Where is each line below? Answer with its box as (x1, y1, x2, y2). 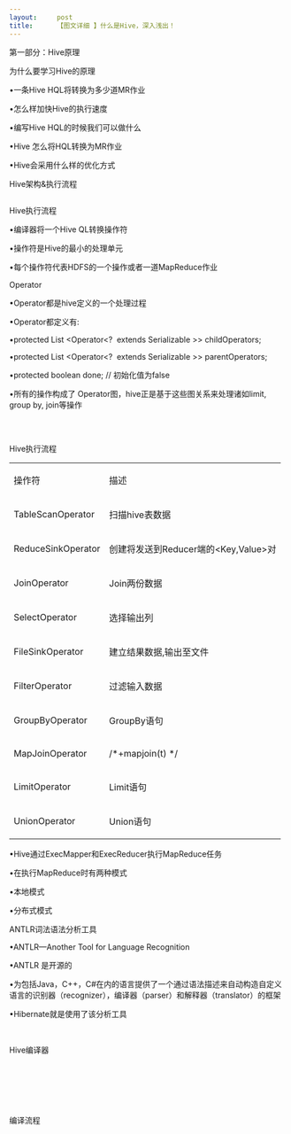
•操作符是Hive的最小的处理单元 (9, 243, 124, 253)
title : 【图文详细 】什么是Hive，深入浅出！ (9, 21, 176, 30)
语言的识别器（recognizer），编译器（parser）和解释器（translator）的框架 (9, 990, 281, 1000)
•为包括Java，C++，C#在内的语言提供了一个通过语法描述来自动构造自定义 (9, 978, 283, 989)
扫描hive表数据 (109, 509, 171, 521)
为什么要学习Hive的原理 (9, 66, 96, 76)
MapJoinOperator (13, 747, 88, 759)
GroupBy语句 (109, 714, 164, 726)
